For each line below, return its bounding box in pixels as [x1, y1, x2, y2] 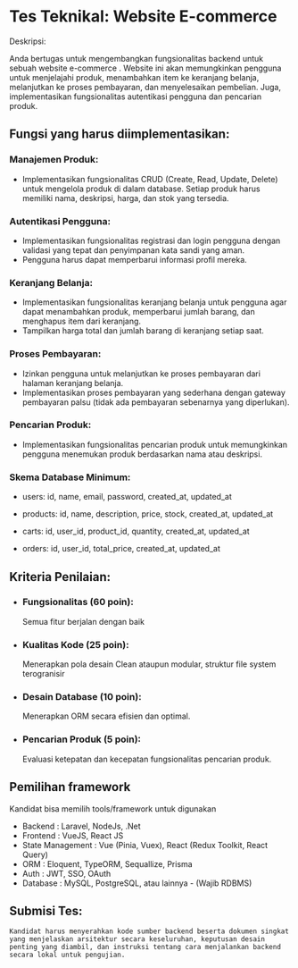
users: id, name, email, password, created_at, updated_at [21, 492, 232, 502]
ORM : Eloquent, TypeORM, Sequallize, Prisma [21, 858, 194, 869]
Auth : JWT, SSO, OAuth [21, 868, 112, 879]
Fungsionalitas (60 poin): [21, 596, 134, 609]
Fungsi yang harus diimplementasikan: [9, 127, 230, 142]
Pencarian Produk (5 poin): [21, 733, 141, 745]
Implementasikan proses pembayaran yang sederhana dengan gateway [21, 387, 286, 398]
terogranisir [21, 669, 65, 679]
